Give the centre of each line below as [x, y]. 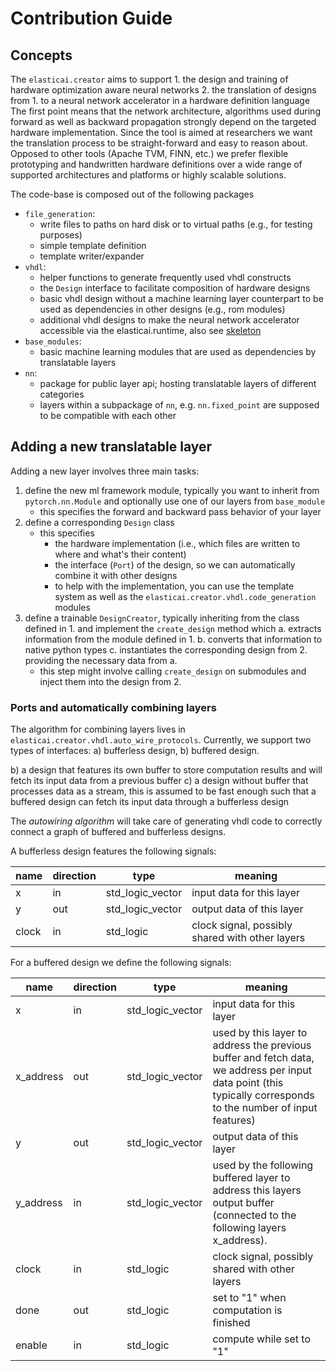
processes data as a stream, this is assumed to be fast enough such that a [163, 791]
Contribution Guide [91, 18]
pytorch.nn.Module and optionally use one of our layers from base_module [175, 501]
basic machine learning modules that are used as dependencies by [178, 351]
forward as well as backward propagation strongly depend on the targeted [163, 121]
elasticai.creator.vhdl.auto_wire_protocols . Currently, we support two [161, 740]
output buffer [243, 1203]
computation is [247, 1310]
